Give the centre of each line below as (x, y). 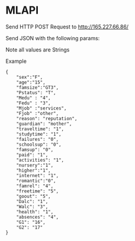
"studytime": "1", (39, 134)
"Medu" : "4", (33, 98)
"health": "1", (35, 212)
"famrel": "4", (35, 186)
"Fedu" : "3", (33, 103)
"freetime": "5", (38, 191)
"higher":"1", (33, 170)
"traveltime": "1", (40, 129)
